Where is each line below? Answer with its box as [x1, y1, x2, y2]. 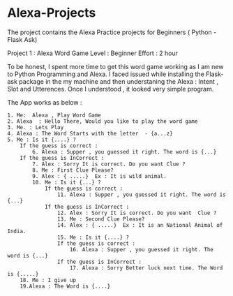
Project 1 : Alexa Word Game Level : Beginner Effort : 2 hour [7, 49, 179, 57]
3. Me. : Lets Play [7, 124, 64, 131]
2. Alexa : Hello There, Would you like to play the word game [7, 117, 198, 125]
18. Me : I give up [20, 276, 77, 283]
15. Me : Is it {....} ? [57, 234, 130, 241]
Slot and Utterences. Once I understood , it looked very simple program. [7, 84, 214, 93]
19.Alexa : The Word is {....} [20, 283, 111, 290]
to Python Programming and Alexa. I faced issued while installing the [7, 70, 204, 78]
